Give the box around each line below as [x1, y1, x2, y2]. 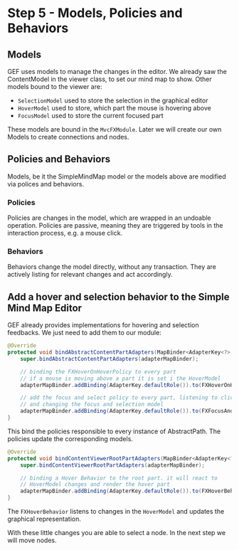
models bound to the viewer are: [7, 83, 102, 90]
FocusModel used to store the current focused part [17, 112, 164, 120]
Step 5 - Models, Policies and [7, 5, 183, 21]
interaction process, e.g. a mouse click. [7, 229, 123, 238]
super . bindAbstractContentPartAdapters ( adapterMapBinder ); [20, 355, 199, 362]
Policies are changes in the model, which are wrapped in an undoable [7, 213, 211, 222]
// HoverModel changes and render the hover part [20, 481, 171, 488]
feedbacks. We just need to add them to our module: [7, 329, 161, 337]
